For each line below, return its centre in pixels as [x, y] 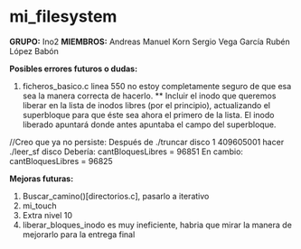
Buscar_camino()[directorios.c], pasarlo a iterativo [116, 196]
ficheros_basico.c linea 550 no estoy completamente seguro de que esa [157, 86]
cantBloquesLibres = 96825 [61, 161]
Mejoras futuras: [42, 179]
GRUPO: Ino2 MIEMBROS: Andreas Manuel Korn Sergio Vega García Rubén [150, 41]
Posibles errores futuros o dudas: [74, 69]
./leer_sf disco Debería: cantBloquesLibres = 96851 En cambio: [127, 152]
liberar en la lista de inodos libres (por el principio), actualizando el [146, 105]
